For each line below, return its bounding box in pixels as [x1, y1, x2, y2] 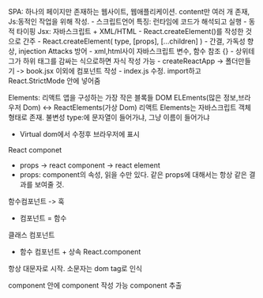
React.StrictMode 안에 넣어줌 [8, 76, 101, 85]
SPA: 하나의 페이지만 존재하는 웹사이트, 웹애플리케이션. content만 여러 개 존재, [8, 7, 250, 16]
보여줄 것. [34, 180, 65, 189]
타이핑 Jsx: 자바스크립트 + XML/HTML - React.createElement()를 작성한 [16, 27, 244, 36]
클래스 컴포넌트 [8, 230, 55, 240]
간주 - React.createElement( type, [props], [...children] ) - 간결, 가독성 [22, 36, 246, 46]
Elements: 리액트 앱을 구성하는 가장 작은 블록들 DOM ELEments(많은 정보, [8, 93, 239, 102]
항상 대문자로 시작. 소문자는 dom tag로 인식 [8, 264, 143, 273]
